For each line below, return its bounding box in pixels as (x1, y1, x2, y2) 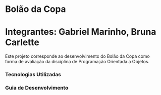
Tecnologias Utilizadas (5, 71, 61, 78)
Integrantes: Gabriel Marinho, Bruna (5, 26, 157, 38)
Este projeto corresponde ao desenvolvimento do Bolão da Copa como (5, 53, 150, 59)
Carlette (5, 37, 40, 48)
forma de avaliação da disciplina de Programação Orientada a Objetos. (5, 59, 150, 65)
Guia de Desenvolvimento (5, 84, 68, 91)
